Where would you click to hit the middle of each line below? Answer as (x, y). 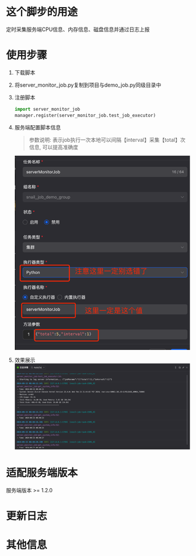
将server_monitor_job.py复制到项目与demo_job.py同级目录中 (88, 85)
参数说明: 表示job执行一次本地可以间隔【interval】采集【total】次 (107, 140)
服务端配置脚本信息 (38, 127)
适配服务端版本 (42, 473)
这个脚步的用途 (42, 12)
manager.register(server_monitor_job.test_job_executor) (85, 115)
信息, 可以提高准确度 (54, 147)
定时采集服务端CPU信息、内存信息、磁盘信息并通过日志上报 (78, 29)
